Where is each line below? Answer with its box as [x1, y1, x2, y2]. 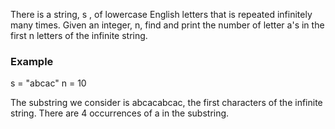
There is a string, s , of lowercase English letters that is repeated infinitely [10, 9, 313, 20]
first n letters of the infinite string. [10, 30, 148, 41]
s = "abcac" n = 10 [10, 77, 87, 89]
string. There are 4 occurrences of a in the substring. [10, 107, 230, 119]
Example [10, 54, 54, 68]
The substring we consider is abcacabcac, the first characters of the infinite [10, 97, 323, 109]
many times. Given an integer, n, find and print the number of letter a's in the [10, 19, 325, 31]
